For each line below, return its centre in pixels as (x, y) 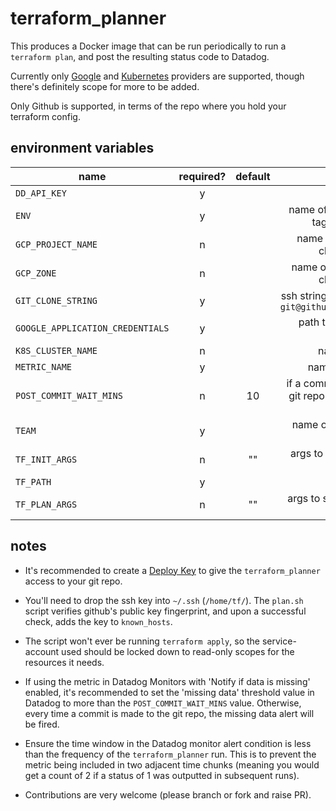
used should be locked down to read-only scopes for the (178, 651)
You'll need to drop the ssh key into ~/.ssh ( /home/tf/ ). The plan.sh (164, 600)
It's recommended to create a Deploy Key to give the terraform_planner (172, 570)
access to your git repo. (73, 581)
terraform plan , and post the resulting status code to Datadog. (140, 56)
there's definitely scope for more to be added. (105, 86)
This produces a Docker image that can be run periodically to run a (148, 46)
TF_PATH (33, 481)
